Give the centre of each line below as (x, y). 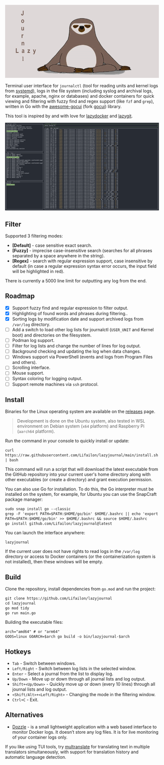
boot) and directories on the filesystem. (52, 335)
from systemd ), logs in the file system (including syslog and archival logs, (79, 91)
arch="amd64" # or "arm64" (32, 632)
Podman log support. (33, 340)
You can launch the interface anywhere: (45, 533)
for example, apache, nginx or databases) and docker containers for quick (80, 96)
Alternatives (24, 715)
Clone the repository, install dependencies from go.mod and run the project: (80, 589)
